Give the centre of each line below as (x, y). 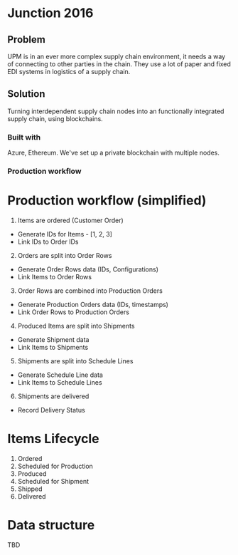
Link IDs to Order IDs (48, 242)
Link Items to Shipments (53, 347)
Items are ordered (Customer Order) (71, 220)
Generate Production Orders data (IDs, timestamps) (93, 304)
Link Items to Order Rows (55, 276)
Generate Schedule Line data (60, 375)
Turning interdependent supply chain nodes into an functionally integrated (116, 111)
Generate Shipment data (53, 339)
